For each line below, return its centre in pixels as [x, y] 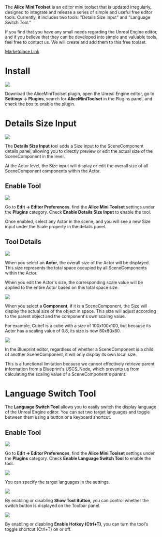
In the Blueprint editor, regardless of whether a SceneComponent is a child [79, 349]
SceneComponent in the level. [35, 156]
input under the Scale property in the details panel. [56, 226]
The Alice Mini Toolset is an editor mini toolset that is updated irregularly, [78, 7]
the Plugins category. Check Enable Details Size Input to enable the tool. [78, 212]
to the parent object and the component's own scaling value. [66, 316]
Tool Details [23, 242]
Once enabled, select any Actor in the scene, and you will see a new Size [78, 221]
